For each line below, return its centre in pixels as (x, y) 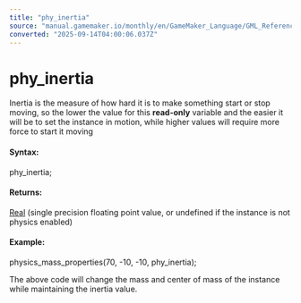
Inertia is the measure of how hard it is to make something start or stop (140, 103)
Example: (27, 242)
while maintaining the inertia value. (73, 289)
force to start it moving (52, 131)
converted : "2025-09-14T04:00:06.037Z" (84, 34)
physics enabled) (41, 222)
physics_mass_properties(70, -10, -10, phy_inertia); (103, 262)
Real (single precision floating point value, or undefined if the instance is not (150, 212)
